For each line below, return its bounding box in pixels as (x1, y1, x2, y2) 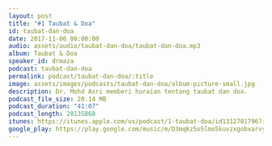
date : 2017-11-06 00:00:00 (8, 34, 100, 43)
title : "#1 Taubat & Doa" (8, 19, 96, 28)
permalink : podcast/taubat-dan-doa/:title (8, 72, 154, 80)
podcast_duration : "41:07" (8, 102, 100, 110)
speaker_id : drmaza (8, 58, 74, 66)
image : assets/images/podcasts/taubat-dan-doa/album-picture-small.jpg (8, 79, 255, 88)
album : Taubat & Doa (8, 49, 79, 58)
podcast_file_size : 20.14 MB (8, 95, 107, 103)
